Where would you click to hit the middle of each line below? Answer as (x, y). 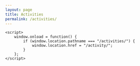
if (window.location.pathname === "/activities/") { (79, 41)
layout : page (19, 10)
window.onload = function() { (46, 37)
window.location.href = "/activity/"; (72, 46)
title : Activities (24, 14)
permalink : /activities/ (31, 19)
